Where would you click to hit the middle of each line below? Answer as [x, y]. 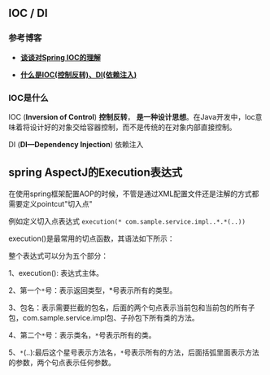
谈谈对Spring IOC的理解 [61, 57]
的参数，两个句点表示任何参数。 [62, 362]
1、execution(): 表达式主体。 [56, 273]
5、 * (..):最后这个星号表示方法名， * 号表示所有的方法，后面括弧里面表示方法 [134, 352]
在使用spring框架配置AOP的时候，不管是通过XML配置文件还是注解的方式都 [134, 194]
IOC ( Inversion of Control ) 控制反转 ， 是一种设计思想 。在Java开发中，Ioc [132, 116]
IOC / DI [28, 13]
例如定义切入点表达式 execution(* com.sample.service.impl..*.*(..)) [127, 221]
